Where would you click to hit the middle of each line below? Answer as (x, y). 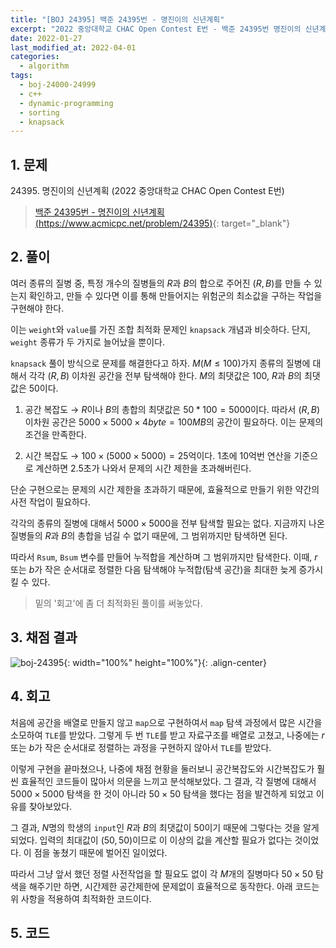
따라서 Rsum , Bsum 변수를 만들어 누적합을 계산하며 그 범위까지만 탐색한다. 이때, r (164, 557)
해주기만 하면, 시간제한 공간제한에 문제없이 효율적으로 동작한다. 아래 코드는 (174, 886)
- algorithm (44, 66)
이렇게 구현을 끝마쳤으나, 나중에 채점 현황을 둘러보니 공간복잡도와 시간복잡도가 (162, 768)
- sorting (39, 112)
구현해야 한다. (37, 308)
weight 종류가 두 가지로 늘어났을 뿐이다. (87, 342)
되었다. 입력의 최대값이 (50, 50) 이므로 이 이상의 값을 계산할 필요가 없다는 (151, 840)
